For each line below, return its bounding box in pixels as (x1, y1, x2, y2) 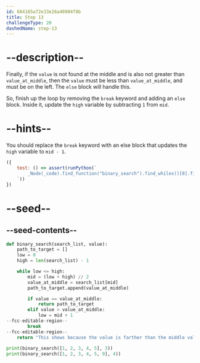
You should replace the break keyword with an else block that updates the (6, 142, 187, 149)
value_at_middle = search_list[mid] (27, 279, 118, 286)
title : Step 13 (6, 14, 44, 20)
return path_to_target (37, 301, 95, 307)
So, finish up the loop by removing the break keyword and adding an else (6, 95, 186, 102)
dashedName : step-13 (6, 25, 58, 32)
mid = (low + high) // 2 (27, 274, 89, 280)
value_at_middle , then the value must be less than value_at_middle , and (6, 77, 183, 84)
